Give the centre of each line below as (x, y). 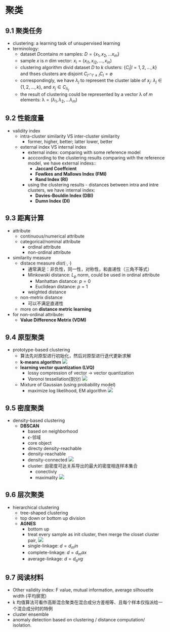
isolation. (22, 625)
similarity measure (32, 257)
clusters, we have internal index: (61, 190)
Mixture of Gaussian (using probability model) (68, 385)
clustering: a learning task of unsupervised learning (66, 43)
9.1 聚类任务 (24, 31)
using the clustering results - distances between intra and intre (93, 185)
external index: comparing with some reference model (84, 152)
